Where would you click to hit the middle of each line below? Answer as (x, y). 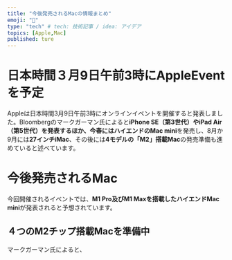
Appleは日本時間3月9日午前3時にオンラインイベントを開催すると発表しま (112, 113)
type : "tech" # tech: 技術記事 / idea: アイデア (74, 26)
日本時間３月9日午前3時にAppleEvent (116, 76)
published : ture (30, 39)
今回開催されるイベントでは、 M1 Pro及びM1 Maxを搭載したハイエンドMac (114, 199)
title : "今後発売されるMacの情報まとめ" (60, 13)
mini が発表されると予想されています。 (62, 207)
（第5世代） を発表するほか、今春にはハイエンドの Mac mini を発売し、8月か (115, 131)
